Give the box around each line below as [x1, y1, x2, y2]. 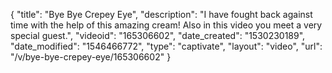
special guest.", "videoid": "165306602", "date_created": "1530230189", [10, 30, 306, 41]
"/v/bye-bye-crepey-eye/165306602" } [10, 51, 172, 63]
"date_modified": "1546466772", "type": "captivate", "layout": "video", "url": [10, 40, 323, 52]
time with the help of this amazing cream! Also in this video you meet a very [10, 19, 323, 31]
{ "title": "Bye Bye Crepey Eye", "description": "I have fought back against [10, 9, 313, 20]
